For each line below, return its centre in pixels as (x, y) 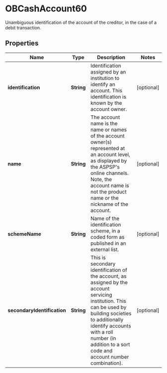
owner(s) (101, 142)
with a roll (102, 332)
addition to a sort (110, 344)
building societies (111, 313)
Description (111, 57)
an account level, (110, 154)
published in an (108, 243)
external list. (105, 249)
